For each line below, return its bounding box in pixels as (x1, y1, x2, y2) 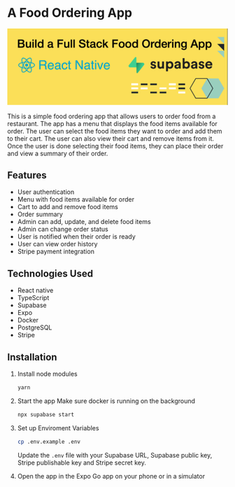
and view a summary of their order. (7, 149, 108, 157)
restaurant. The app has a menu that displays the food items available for (7, 119, 218, 127)
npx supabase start (17, 411, 75, 418)
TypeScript (17, 294, 50, 302)
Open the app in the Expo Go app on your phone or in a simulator (17, 472, 205, 480)
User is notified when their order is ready (17, 232, 136, 241)
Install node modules (17, 369, 78, 379)
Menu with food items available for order (17, 195, 135, 204)
